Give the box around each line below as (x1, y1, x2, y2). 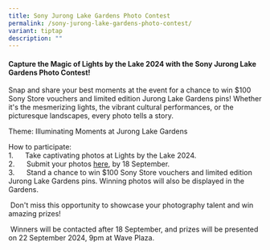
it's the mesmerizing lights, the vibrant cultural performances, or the (8, 102, 235, 113)
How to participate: (8, 142, 72, 152)
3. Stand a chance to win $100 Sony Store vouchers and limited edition (8, 168, 253, 178)
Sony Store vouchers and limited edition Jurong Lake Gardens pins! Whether (8, 94, 262, 104)
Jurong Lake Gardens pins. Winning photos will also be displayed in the (8, 176, 245, 186)
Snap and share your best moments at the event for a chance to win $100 (8, 85, 252, 95)
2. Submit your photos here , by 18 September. (8, 159, 170, 169)
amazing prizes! (8, 209, 62, 219)
